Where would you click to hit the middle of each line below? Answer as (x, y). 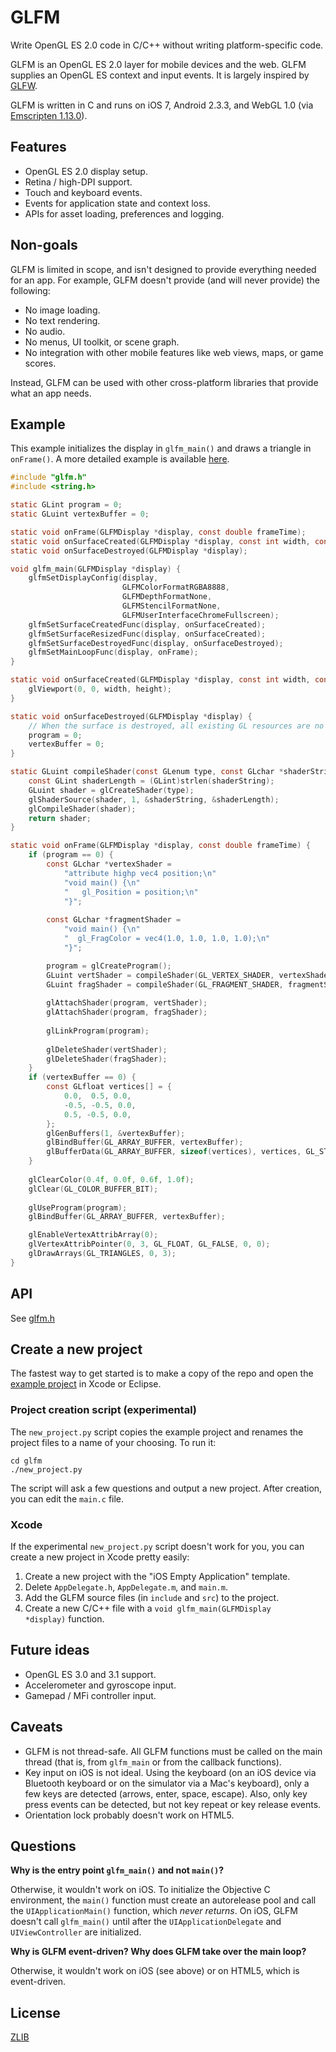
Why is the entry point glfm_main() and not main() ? (117, 1870)
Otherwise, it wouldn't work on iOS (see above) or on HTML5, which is (155, 1971)
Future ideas (50, 1650)
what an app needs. (51, 393)
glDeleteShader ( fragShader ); (107, 1059)
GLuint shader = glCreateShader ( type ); (111, 790)
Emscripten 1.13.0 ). (49, 115)
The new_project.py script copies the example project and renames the (157, 1432)
